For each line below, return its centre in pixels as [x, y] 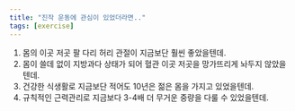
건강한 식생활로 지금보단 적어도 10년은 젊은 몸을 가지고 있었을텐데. [138, 86]
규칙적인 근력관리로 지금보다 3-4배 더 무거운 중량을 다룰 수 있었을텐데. [145, 97]
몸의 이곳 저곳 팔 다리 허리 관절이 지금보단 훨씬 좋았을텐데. [124, 52]
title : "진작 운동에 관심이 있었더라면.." [78, 17]
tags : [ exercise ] [42, 26]
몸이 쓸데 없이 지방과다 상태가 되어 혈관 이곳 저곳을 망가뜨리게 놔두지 [142, 64]
